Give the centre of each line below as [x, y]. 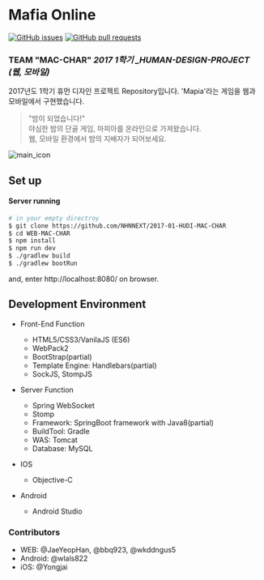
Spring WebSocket [64, 405]
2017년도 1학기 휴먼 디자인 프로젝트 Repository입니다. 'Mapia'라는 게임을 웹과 [132, 92]
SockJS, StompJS [62, 373]
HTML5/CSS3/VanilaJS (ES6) [81, 339]
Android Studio [57, 511]
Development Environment [77, 304]
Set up [25, 180]
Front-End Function [52, 324]
